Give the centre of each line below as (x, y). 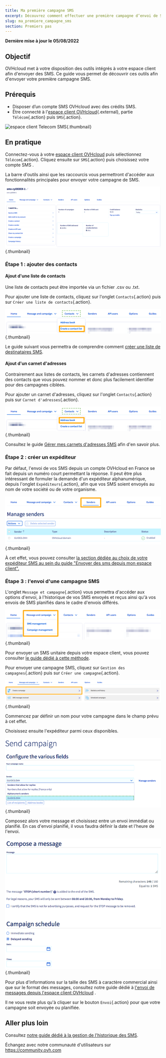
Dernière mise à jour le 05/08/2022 (42, 41)
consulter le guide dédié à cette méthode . (48, 658)
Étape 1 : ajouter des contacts (41, 264)
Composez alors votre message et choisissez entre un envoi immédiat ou (80, 821)
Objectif (18, 56)
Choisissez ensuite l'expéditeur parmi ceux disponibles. (62, 731)
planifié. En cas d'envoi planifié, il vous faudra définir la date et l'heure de (80, 826)
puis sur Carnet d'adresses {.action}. (42, 400)
